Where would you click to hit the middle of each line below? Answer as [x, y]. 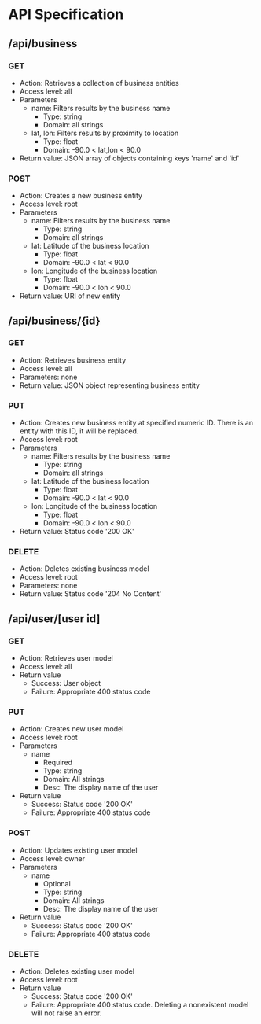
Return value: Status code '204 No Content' [90, 594]
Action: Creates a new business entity [81, 196]
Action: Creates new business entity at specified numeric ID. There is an [136, 423]
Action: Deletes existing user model [77, 971]
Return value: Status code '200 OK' [77, 532]
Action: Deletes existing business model [84, 569]
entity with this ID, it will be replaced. [79, 431]
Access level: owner [52, 858]
